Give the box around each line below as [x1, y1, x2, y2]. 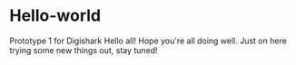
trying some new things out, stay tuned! [9, 44, 158, 55]
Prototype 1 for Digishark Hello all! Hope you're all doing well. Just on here [9, 35, 288, 46]
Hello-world [9, 5, 102, 26]
